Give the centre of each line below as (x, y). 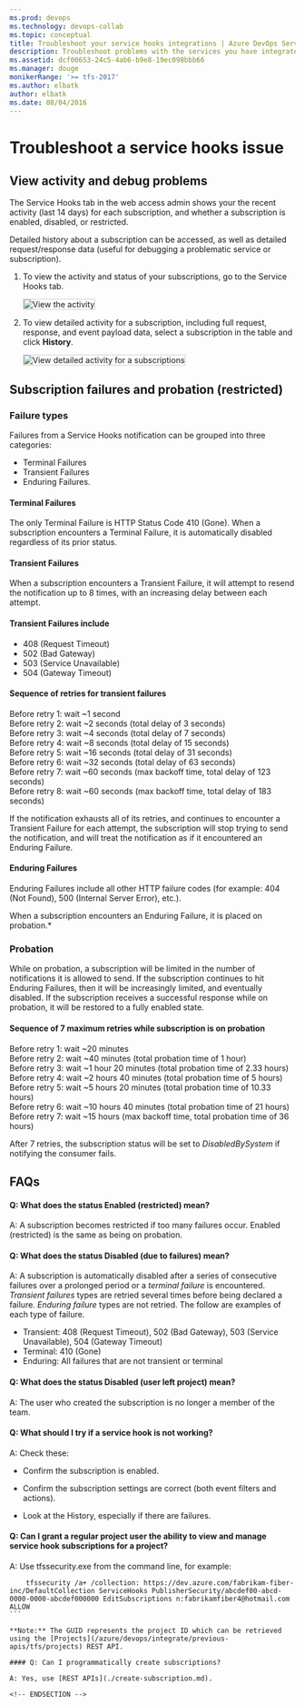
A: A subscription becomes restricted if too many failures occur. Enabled (145, 1226)
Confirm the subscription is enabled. (91, 1470)
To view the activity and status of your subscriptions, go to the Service (155, 277)
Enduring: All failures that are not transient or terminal (123, 1361)
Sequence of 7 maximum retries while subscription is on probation (138, 1028)
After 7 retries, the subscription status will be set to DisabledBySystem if (145, 1144)
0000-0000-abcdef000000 (54, 1599)
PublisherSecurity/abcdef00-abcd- (216, 1590)
